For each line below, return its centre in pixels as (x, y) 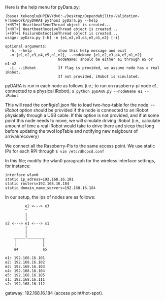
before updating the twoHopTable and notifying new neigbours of (71, 131)
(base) (12, 16)
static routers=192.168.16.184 (37, 184)
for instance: (18, 166)
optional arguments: (26, 46)
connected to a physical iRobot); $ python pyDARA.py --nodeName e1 (74, 91)
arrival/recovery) (22, 136)
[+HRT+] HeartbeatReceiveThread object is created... (62, 29)
